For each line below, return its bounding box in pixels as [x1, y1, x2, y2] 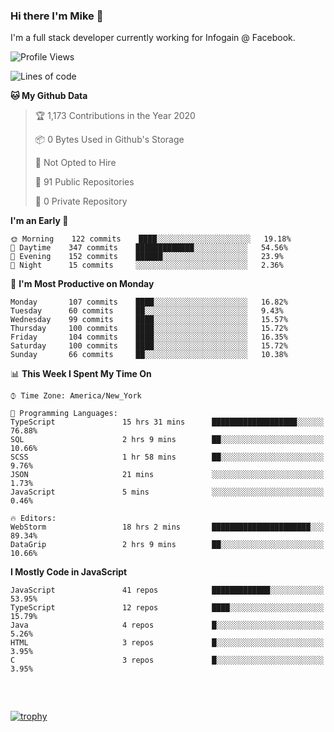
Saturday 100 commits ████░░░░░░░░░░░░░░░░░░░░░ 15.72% [10, 341, 288, 351]
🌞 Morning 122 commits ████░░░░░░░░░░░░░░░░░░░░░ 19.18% [10, 234, 292, 244]
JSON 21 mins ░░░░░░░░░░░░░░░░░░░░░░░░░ [10, 470, 325, 480]
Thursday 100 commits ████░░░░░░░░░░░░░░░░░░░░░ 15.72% [10, 324, 288, 334]
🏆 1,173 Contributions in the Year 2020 [34, 110, 196, 122]
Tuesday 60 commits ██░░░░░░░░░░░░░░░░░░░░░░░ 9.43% [10, 306, 284, 316]
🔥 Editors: [10, 514, 57, 524]
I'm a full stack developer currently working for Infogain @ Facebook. [10, 32, 296, 44]
